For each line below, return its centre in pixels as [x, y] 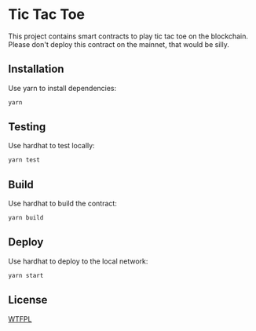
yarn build [26, 218]
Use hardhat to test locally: [52, 146]
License [28, 300]
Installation [36, 69]
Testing [27, 127]
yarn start [26, 275]
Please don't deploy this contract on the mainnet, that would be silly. [119, 44]
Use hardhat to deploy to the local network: [78, 261]
